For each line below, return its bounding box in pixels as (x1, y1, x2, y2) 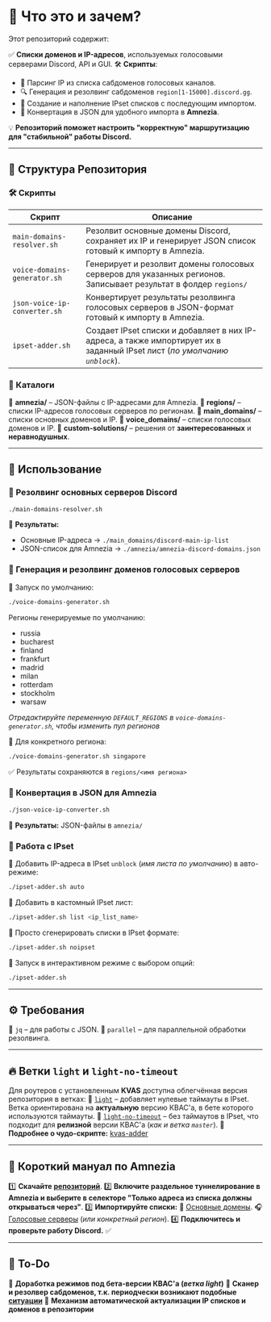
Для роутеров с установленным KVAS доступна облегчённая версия (8, 1086, 248, 1095)
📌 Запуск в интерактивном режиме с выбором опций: (8, 957, 195, 967)
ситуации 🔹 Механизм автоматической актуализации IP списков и (8, 1295, 246, 1305)
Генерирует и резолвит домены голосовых (85, 258, 255, 269)
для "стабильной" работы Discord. (8, 131, 132, 141)
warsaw (19, 697, 47, 707)
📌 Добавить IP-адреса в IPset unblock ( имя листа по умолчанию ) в (8, 859, 239, 868)
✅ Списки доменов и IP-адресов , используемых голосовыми (8, 49, 223, 59)
